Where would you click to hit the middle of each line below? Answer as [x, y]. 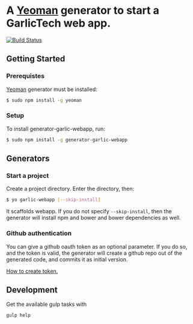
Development [32, 290]
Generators [28, 159]
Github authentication [39, 234]
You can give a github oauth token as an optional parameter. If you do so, [97, 246]
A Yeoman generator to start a [83, 11]
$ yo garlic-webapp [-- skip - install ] [54, 200]
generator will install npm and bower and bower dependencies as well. [94, 218]
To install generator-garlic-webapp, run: [56, 129]
